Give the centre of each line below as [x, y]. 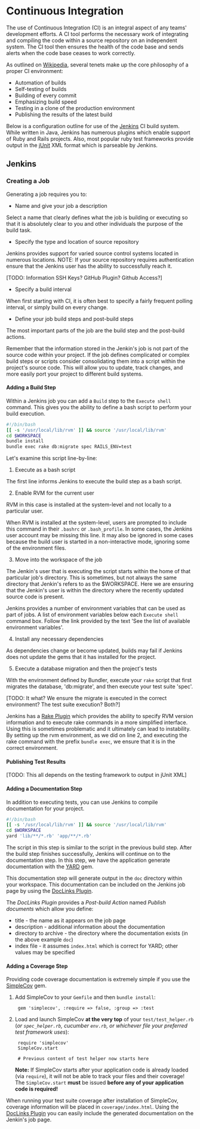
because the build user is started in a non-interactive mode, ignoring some [98, 542]
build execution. [26, 413]
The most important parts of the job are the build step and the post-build [96, 330]
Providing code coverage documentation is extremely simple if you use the [98, 979]
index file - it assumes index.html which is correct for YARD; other [96, 946]
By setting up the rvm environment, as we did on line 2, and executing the [97, 735]
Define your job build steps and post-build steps [74, 319]
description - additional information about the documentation [90, 927]
